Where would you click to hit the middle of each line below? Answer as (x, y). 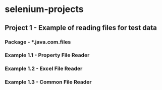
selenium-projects (44, 9)
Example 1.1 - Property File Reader (47, 55)
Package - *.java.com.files (38, 42)
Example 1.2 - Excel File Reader (44, 68)
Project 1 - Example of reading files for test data (81, 28)
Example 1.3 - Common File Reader (48, 82)
